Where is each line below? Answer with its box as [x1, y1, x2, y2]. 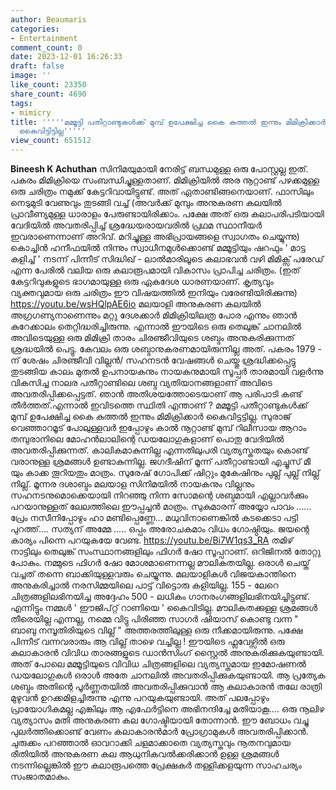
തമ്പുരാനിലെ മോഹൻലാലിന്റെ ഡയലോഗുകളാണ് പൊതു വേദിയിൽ [10, 433, 285, 445]
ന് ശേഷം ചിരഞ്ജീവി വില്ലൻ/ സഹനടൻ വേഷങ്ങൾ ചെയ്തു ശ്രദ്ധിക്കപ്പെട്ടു [10, 354, 296, 366]
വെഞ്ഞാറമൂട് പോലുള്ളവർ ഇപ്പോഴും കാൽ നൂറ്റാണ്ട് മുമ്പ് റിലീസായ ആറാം [10, 422, 307, 433]
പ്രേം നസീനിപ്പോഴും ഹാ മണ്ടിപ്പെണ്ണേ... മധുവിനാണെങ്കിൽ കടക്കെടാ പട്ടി [10, 512, 299, 523]
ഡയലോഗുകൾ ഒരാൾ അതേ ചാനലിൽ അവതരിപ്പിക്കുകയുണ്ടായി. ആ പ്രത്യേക [10, 669, 326, 681]
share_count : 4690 [10, 89, 87, 99]
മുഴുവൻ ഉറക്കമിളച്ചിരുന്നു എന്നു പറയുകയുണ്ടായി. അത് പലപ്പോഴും [10, 692, 270, 703]
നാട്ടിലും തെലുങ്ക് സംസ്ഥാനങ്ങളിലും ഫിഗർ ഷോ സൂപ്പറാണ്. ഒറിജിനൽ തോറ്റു [10, 546, 322, 557]
